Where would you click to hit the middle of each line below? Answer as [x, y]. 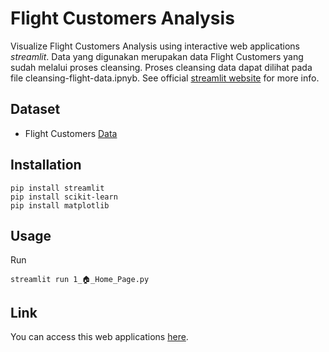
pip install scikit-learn [64, 197]
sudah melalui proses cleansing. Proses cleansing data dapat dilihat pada [161, 67]
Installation [46, 165]
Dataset [35, 109]
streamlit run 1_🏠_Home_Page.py [80, 280]
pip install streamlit [57, 188]
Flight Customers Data [71, 133]
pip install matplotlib [60, 205]
